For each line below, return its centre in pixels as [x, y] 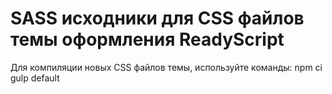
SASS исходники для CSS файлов [157, 18]
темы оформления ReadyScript [147, 39]
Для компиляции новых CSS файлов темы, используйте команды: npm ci [166, 67]
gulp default [35, 78]
